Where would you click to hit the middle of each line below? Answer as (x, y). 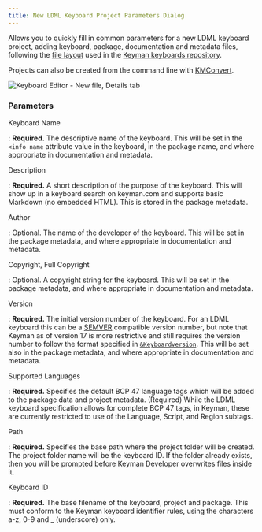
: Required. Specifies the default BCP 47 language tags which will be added (131, 391)
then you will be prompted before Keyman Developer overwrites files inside (130, 463)
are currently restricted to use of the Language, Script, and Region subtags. (131, 416)
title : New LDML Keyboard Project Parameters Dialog (96, 15)
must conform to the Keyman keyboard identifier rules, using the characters (131, 511)
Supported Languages (44, 376)
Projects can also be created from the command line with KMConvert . (121, 70)
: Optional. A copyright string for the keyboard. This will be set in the (119, 280)
